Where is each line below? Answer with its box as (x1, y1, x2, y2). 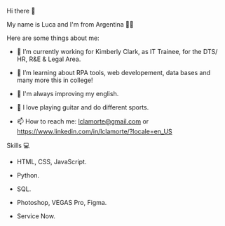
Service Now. (16, 212, 55, 220)
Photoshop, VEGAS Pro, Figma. (16, 199, 107, 206)
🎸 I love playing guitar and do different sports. (16, 103, 149, 112)
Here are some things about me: (6, 34, 100, 42)
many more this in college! (16, 76, 93, 84)
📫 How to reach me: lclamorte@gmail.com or (16, 117, 149, 126)
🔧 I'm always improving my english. (16, 90, 119, 98)
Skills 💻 (6, 141, 30, 149)
